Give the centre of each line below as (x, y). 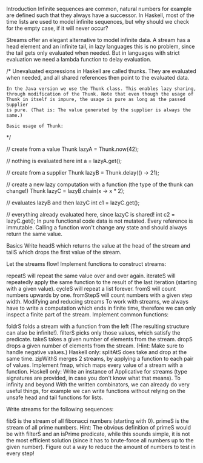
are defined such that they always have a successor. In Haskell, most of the (101, 15)
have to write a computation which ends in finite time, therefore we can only (101, 308)
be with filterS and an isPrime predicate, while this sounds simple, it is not (98, 434)
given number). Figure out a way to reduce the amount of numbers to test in (101, 447)
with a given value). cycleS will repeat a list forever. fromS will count (91, 289)
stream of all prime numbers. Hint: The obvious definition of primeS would (98, 427)
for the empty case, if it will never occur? (57, 28)
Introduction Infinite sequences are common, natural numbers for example (99, 9)
